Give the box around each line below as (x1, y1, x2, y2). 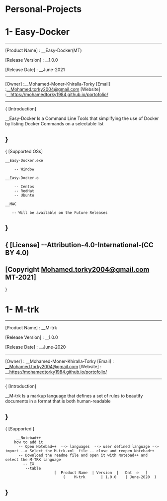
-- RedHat (14, 188, 35, 194)
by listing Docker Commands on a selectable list (5, 121, 104, 127)
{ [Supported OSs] (5, 148, 43, 154)
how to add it (14, 440, 43, 445)
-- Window (14, 167, 35, 172)
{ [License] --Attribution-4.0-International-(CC (5, 240, 154, 249)
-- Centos (14, 184, 35, 189)
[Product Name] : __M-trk (5, 325, 57, 331)
